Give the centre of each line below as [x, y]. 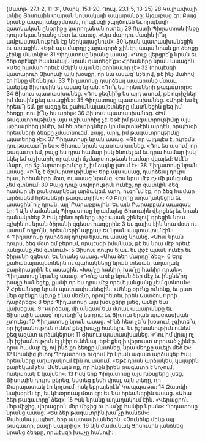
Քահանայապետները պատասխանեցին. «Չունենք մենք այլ [90, 419]
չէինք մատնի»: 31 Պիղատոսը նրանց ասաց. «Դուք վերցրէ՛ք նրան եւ [102, 54]
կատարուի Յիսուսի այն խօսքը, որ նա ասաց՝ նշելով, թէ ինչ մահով [100, 74]
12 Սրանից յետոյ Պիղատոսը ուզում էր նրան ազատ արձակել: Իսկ [99, 354]
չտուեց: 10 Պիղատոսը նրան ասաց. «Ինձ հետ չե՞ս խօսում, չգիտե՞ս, [102, 322]
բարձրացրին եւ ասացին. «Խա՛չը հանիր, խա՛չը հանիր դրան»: [95, 269]
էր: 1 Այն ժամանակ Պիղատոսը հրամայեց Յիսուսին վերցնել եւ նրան [102, 211]
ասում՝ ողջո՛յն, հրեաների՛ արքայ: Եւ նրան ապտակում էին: [90, 230]
